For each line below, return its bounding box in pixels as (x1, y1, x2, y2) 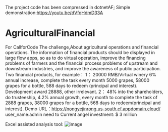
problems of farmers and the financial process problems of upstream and (5, 60, 158, 66)
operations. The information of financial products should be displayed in (5, 49, 155, 55)
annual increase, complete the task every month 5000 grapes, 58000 (5, 77, 150, 83)
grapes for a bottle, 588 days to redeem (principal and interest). (5, 82, 138, 89)
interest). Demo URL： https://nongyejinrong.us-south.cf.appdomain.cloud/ (5, 106, 160, 112)
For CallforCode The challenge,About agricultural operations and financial (5, 44, 159, 50)
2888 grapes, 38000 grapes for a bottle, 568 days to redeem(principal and (5, 100, 161, 106)
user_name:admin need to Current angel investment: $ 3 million (5, 111, 137, 117)
